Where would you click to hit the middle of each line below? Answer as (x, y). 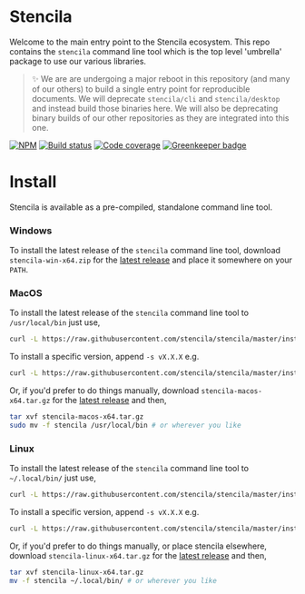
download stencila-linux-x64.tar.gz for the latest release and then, (138, 556)
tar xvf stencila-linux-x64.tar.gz (77, 573)
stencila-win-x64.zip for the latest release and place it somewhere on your (151, 260)
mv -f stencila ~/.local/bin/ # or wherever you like (113, 580)
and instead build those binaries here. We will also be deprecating (155, 108)
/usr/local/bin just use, (55, 322)
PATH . (19, 270)
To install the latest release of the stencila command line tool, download (145, 251)
